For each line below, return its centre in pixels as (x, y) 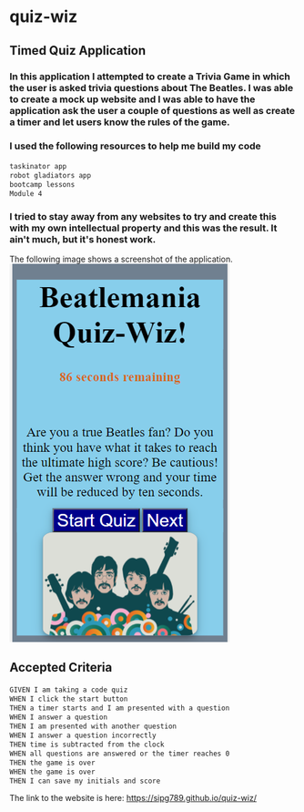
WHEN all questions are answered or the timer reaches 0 (120, 754)
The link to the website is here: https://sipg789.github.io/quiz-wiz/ (133, 797)
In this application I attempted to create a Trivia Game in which (150, 77)
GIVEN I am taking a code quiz (69, 690)
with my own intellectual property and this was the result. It (143, 228)
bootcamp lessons (42, 184)
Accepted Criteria (61, 668)
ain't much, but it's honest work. (83, 239)
